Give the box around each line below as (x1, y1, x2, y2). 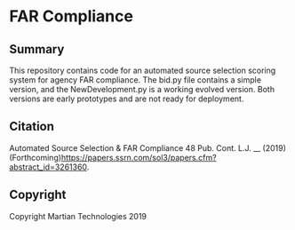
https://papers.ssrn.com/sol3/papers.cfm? (60, 152, 217, 163)
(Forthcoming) (9, 152, 62, 163)
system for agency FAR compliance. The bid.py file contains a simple (9, 75, 262, 85)
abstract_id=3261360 (9, 162, 87, 172)
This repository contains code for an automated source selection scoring (9, 65, 276, 75)
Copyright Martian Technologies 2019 (9, 210, 147, 221)
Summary (9, 42, 65, 57)
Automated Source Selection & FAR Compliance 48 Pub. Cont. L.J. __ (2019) (9, 142, 287, 153)
